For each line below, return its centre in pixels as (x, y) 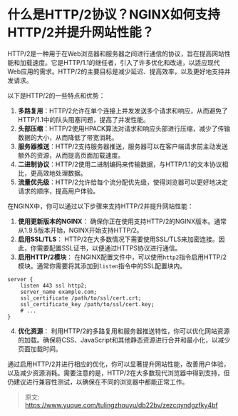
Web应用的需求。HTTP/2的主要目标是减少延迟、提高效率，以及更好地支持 (116, 71)
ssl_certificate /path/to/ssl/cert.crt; (81, 298)
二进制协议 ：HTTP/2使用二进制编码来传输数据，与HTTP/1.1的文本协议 (120, 164)
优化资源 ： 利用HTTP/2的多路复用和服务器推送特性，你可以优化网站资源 (124, 331)
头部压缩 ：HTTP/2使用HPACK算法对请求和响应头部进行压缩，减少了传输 (124, 128)
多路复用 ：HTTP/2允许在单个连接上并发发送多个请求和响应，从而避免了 (123, 111)
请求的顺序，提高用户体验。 (58, 191)
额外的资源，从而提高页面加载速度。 (71, 155)
